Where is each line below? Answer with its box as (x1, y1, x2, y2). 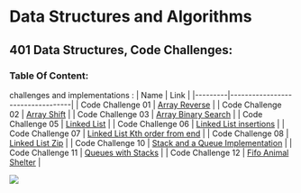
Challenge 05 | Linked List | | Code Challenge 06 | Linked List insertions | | (9, 118, 286, 129)
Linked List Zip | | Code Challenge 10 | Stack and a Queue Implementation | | (9, 137, 293, 148)
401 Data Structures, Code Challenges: (9, 42, 233, 58)
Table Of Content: (9, 69, 89, 82)
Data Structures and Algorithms (9, 6, 252, 27)
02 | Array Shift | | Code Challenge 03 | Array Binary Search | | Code (9, 108, 263, 119)
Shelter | (9, 156, 41, 168)
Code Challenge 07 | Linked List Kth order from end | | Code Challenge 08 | (9, 128, 289, 139)
